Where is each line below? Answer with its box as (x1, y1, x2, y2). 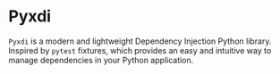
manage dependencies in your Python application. (8, 54, 194, 65)
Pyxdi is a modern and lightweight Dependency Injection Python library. (8, 36, 272, 46)
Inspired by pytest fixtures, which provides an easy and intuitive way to (8, 45, 272, 55)
